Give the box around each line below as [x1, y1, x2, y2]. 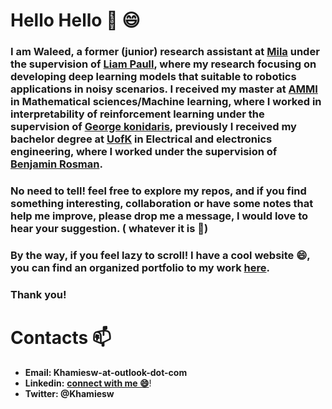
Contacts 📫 [10, 327, 112, 349]
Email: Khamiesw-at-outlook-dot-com [24, 366, 188, 378]
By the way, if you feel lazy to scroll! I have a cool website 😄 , [10, 248, 311, 262]
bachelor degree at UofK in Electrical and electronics [10, 132, 273, 146]
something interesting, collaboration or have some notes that [10, 197, 314, 211]
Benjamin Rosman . [10, 157, 103, 171]
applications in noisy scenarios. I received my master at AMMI [10, 82, 318, 96]
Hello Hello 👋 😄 [10, 9, 141, 32]
